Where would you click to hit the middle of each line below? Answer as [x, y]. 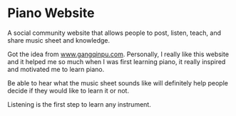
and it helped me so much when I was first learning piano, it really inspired [117, 61]
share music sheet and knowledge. [59, 40]
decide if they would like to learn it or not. [68, 90]
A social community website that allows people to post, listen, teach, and [114, 33]
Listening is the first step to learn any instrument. [79, 104]
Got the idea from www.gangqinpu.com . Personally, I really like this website [118, 54]
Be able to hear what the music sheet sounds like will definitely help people [118, 83]
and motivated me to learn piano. [56, 69]
